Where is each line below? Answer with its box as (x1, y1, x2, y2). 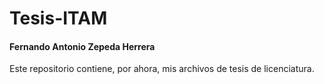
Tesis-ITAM (9, 7, 108, 30)
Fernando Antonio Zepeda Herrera (9, 40, 156, 52)
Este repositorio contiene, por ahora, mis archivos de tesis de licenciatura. (9, 63, 315, 75)
